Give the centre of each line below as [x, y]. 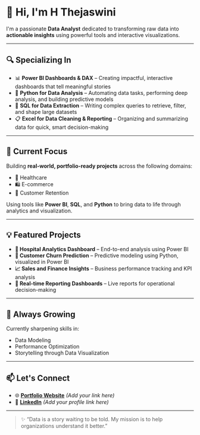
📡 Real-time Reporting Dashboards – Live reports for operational [95, 283]
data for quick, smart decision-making [62, 127]
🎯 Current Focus [37, 152]
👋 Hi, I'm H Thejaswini [61, 12]
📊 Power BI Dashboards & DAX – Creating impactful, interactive [94, 78]
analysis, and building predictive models [64, 99]
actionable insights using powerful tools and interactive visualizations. [93, 35]
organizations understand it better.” [64, 426]
